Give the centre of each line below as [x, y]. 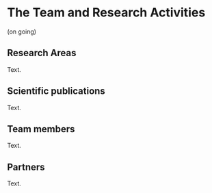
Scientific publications [56, 91]
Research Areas [42, 53]
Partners [26, 167]
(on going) [22, 31]
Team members [41, 129]
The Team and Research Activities [106, 13]
